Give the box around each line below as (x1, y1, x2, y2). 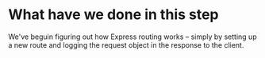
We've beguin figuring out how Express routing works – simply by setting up (8, 32, 257, 41)
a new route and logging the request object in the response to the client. (8, 40, 244, 49)
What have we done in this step (8, 6, 220, 24)
